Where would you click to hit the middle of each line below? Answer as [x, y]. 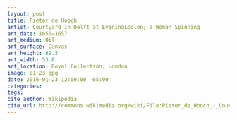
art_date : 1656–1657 [38, 34]
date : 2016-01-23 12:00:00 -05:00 [58, 79]
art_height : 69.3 [33, 54]
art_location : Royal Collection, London [68, 66]
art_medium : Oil [31, 40]
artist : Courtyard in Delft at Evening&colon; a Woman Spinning [104, 27]
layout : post [26, 14]
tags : [15, 92]
